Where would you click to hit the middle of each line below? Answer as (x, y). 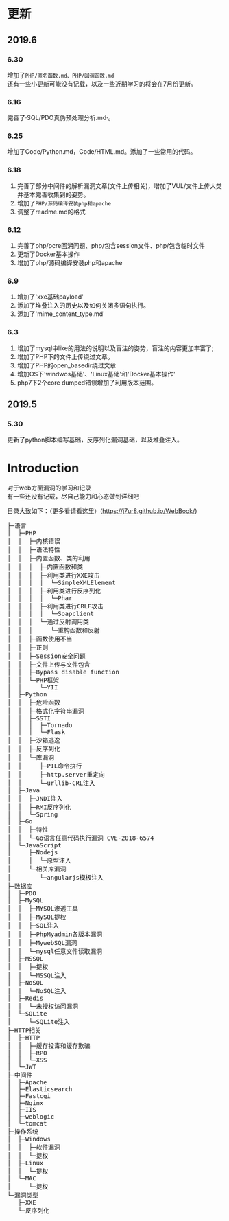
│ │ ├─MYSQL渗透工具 (43, 909)
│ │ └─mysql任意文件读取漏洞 (55, 951)
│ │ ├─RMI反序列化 (39, 807)
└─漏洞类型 (23, 1195)
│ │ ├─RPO (27, 1053)
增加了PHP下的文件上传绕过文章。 (65, 356)
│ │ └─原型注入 (39, 860)
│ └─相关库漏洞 (37, 869)
